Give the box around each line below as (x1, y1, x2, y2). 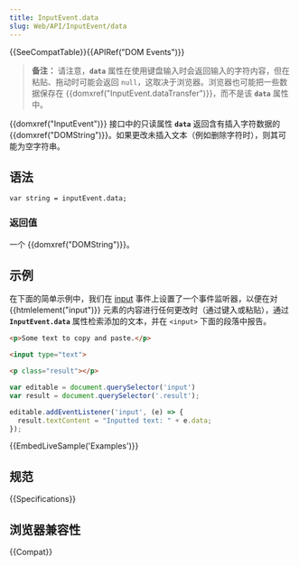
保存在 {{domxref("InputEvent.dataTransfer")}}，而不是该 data (39, 88, 271, 98)
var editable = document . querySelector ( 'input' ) (9, 383, 196, 393)
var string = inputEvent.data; (9, 194, 127, 203)
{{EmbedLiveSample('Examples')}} (9, 441, 139, 451)
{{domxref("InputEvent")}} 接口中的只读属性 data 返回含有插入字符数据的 (9, 118, 281, 129)
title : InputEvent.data (9, 13, 99, 23)
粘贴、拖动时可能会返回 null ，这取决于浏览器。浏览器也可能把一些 (31, 76, 280, 87)
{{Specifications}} (9, 494, 77, 505)
